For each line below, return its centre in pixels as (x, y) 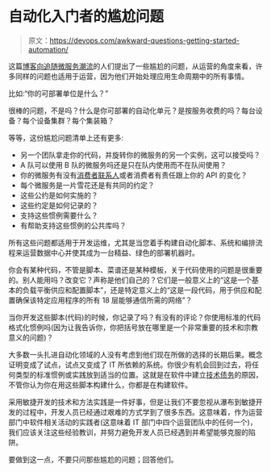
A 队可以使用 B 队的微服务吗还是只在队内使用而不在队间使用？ (123, 165)
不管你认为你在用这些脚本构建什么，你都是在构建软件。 (100, 385)
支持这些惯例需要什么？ (59, 215)
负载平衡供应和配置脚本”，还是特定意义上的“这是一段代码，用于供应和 (139, 290)
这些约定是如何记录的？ (59, 205)
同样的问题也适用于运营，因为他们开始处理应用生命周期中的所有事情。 (131, 76)
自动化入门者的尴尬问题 (86, 17)
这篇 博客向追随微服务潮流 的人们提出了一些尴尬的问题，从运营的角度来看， (132, 66)
